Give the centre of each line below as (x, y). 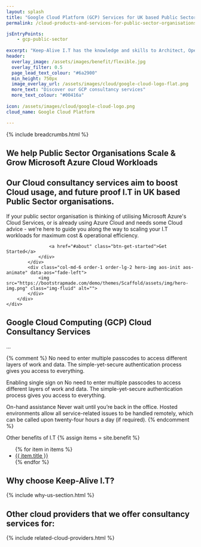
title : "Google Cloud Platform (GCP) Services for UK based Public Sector (101, 17)
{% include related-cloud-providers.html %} (60, 538)
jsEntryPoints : (25, 34)
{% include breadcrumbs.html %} (47, 134)
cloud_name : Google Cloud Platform (51, 112)
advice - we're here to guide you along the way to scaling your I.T (87, 229)
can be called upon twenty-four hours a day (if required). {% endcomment (98, 419)
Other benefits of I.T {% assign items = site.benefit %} (73, 437)
